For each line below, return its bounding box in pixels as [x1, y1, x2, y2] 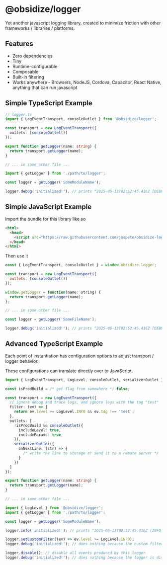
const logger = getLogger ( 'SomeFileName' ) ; [5, 317, 97, 322]
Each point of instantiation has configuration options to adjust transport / [5, 353, 154, 359]
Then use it [5, 253, 28, 259]
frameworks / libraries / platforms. [5, 25, 75, 31]
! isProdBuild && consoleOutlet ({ [14, 423, 83, 428]
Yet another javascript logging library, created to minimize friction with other [5, 20, 161, 26]
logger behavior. [5, 358, 39, 364]
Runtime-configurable [12, 63, 58, 69]
